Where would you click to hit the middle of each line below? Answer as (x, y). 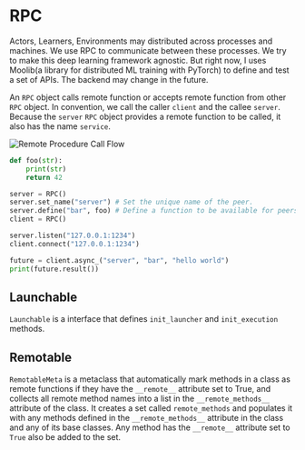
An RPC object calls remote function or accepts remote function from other (148, 97)
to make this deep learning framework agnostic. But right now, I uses (138, 60)
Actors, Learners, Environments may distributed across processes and (141, 41)
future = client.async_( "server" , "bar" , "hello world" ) (119, 260)
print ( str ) (46, 169)
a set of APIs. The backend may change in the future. (109, 79)
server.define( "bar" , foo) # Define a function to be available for (142, 211)
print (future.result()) (54, 269)
